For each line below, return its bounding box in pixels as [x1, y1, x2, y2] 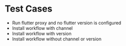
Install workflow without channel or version [12, 36, 102, 42]
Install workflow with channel [12, 25, 73, 31]
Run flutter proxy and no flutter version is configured [12, 20, 121, 26]
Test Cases [5, 3, 52, 15]
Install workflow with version [12, 30, 72, 36]
